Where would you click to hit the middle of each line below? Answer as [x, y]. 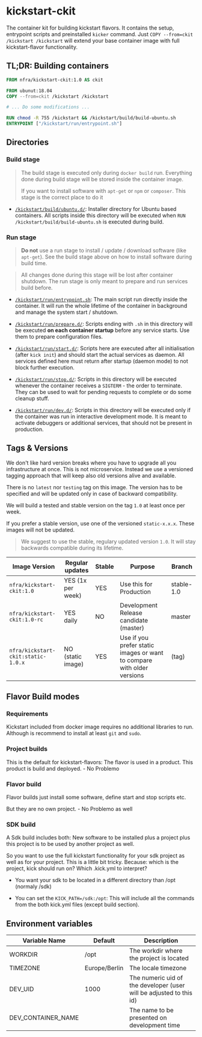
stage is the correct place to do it [62, 197]
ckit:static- [28, 656]
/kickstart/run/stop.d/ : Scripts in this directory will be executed [96, 379]
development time [155, 1026]
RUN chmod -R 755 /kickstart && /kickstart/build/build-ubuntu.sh [91, 118]
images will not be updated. [41, 530]
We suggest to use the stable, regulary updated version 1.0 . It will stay [108, 541]
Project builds [27, 749]
